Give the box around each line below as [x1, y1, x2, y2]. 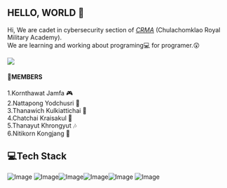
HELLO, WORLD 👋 [7, 7, 85, 19]
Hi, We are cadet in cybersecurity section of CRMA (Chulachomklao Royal [7, 25, 221, 34]
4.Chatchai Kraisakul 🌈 [7, 114, 72, 123]
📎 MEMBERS [7, 73, 43, 81]
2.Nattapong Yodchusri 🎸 [7, 99, 81, 107]
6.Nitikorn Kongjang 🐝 [7, 129, 70, 137]
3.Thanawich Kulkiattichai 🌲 [7, 107, 88, 115]
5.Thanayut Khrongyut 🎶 [7, 121, 77, 130]
